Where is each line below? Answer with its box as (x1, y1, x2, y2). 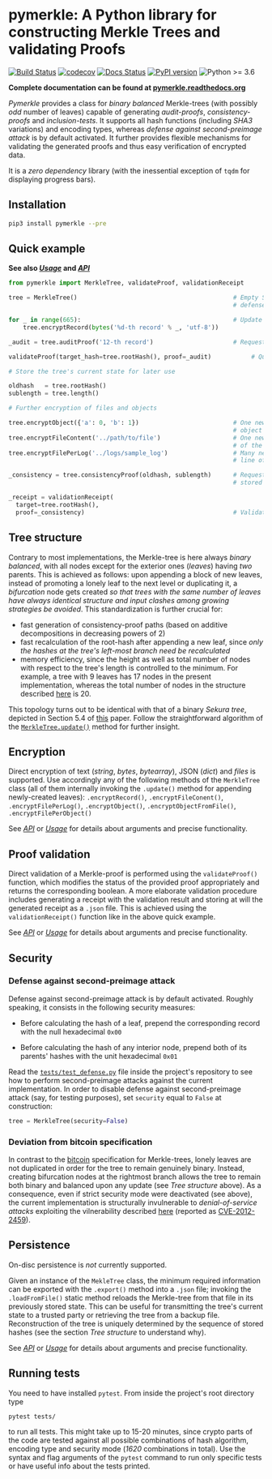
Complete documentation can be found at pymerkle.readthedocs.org (8, 83, 246, 92)
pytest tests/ (8, 1413, 57, 1421)
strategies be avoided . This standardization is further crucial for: (8, 604, 223, 614)
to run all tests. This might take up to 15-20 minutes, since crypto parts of (8, 1426, 253, 1436)
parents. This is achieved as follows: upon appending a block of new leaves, (8, 569, 263, 579)
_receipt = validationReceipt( (8, 493, 114, 502)
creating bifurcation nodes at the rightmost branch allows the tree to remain (8, 1172, 261, 1181)
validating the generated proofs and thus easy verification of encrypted (8, 141, 247, 151)
